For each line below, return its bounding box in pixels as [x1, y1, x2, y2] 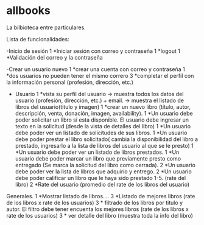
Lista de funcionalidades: [6, 35, 69, 43]
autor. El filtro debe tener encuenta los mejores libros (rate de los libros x [6, 205, 189, 213]
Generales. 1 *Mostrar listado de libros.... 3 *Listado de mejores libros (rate [6, 192, 195, 199]
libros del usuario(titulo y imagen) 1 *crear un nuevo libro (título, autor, [15, 103, 191, 110]
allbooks [6, 4, 51, 18]
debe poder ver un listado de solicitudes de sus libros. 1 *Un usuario [15, 129, 188, 136]
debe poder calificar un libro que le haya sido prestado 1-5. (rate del [15, 174, 186, 181]
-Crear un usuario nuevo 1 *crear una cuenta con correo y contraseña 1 [6, 65, 185, 73]
